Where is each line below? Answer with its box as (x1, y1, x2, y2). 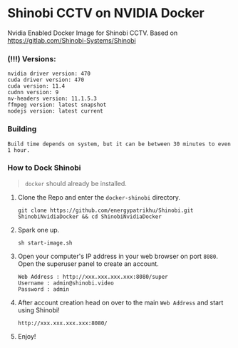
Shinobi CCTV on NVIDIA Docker (7, 5, 205, 21)
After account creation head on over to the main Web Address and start (17, 298, 224, 307)
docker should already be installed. (24, 179, 127, 188)
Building (7, 124, 37, 134)
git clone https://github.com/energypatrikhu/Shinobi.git (17, 207, 194, 214)
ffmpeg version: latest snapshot (7, 101, 107, 108)
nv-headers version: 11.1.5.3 (7, 95, 98, 103)
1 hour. (7, 146, 31, 154)
